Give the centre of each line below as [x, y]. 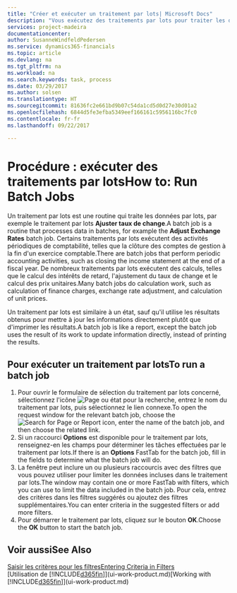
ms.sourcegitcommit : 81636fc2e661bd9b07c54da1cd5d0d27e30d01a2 [102, 106]
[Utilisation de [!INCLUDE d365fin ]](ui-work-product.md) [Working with [109, 574]
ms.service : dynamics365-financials [61, 47]
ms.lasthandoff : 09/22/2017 [49, 125]
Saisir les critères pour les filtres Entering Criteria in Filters [91, 567]
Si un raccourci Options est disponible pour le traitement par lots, [113, 438]
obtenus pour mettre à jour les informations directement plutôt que [104, 320]
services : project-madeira [47, 27]
